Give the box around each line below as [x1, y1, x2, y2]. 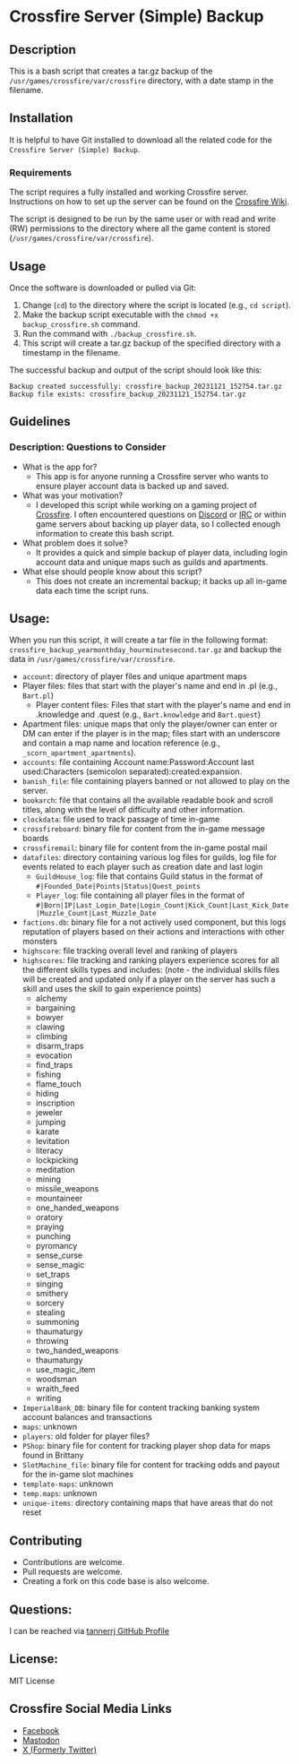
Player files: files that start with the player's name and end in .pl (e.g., [21, 681, 279, 692]
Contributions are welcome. [21, 1557, 125, 1568]
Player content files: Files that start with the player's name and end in [35, 700, 291, 710]
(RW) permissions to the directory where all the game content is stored [9, 223, 271, 234]
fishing [35, 1069, 62, 1080]
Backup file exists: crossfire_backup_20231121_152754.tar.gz [9, 390, 246, 399]
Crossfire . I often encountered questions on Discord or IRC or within [35, 509, 287, 520]
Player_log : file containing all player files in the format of [35, 890, 245, 901]
